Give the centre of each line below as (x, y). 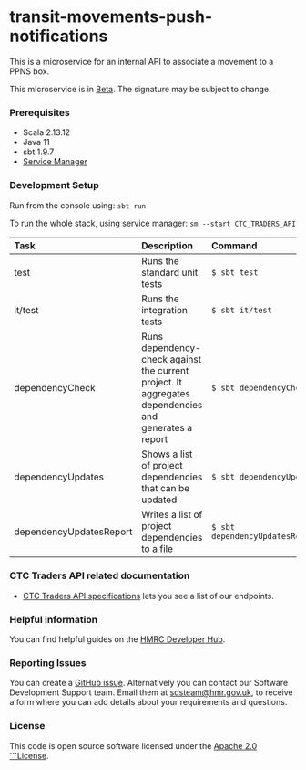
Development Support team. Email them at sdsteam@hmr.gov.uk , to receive (151, 692)
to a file (157, 548)
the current (165, 370)
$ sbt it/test (242, 310)
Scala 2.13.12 (46, 132)
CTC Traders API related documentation (100, 575)
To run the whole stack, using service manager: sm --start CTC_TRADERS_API (153, 223)
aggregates (166, 393)
